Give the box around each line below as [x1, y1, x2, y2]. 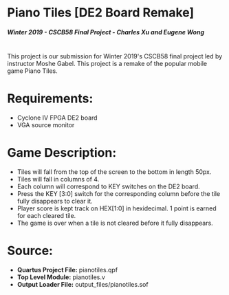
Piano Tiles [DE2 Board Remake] [7, 5, 195, 21]
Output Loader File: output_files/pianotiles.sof [17, 280, 149, 288]
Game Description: [7, 145, 117, 161]
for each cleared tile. [17, 211, 76, 219]
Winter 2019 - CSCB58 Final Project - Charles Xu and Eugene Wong [7, 28, 205, 36]
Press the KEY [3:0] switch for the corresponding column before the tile [17, 189, 221, 197]
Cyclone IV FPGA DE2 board [17, 113, 98, 122]
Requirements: [7, 91, 94, 107]
